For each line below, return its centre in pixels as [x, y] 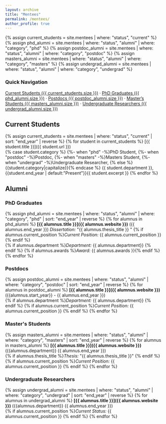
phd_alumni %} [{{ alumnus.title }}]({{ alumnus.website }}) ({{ [70, 224]
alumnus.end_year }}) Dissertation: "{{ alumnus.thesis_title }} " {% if [74, 230]
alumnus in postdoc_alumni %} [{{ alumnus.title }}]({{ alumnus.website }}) [83, 290]
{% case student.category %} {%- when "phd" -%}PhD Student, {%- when [82, 152]
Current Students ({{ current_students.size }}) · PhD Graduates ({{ [72, 93]
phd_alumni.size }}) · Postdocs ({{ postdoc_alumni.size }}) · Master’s [75, 98]
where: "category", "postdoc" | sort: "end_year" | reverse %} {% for [74, 285]
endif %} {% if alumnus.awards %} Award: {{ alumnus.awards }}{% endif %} [83, 250]
